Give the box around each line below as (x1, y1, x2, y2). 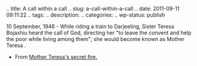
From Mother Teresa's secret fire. (14, 54, 97, 60)
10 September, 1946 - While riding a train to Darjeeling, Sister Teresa (6, 23, 174, 30)
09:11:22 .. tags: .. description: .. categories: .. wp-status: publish (6, 11, 165, 18)
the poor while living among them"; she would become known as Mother (6, 36, 185, 42)
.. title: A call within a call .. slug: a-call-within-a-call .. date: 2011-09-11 (6, 5, 180, 12)
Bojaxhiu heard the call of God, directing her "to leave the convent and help (6, 29, 192, 36)
